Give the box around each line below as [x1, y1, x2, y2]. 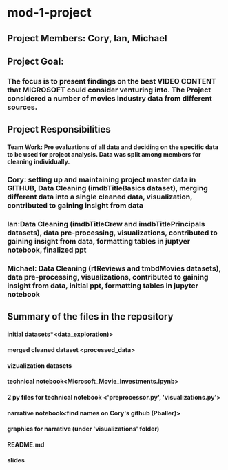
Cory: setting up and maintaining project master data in [7, 175, 196, 184]
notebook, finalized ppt [7, 245, 87, 255]
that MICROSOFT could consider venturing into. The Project [7, 85, 211, 95]
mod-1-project [7, 5, 92, 21]
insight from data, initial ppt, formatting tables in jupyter [7, 281, 198, 291]
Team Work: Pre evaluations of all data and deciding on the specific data [7, 143, 219, 151]
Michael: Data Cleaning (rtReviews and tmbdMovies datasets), [7, 264, 222, 273]
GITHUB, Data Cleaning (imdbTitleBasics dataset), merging [7, 183, 208, 193]
